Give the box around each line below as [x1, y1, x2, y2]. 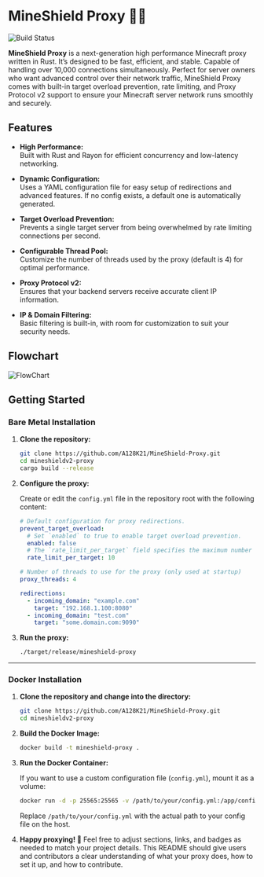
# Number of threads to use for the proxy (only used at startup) [19, 568, 242, 576]
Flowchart [8, 350, 59, 363]
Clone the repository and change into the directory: [19, 692, 191, 702]
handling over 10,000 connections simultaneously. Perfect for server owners [8, 64, 255, 74]
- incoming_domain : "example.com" [27, 596, 140, 604]
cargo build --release [19, 464, 94, 472]
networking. [19, 159, 59, 168]
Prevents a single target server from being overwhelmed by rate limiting [19, 222, 252, 232]
